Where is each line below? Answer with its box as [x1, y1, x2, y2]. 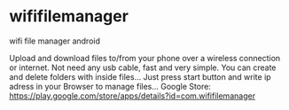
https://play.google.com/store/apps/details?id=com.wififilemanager [9, 90, 255, 101]
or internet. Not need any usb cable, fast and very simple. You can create [9, 62, 277, 73]
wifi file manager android [9, 35, 100, 46]
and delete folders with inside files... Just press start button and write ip [9, 71, 272, 82]
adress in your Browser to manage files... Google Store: [9, 81, 211, 91]
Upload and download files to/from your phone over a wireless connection [9, 52, 281, 63]
